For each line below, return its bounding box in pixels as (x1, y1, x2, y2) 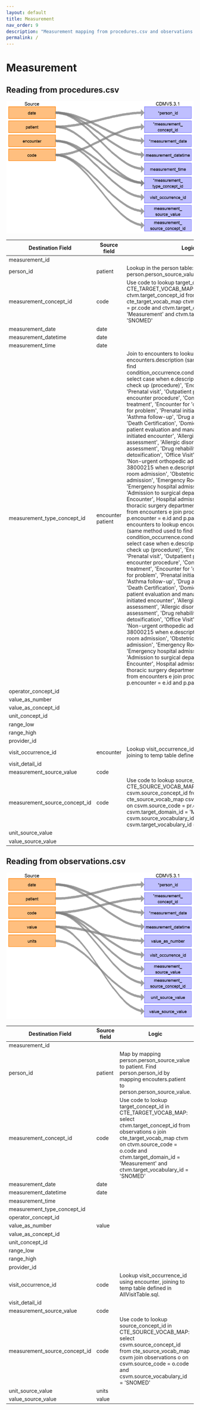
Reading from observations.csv (6, 857, 126, 867)
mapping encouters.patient (119, 1075, 186, 1082)
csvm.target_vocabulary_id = (126, 821, 197, 828)
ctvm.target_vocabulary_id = (119, 1166, 189, 1173)
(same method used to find (126, 527, 193, 534)
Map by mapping (119, 1050, 161, 1057)
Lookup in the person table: (126, 264, 194, 272)
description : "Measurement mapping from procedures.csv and (6, 29, 159, 35)
